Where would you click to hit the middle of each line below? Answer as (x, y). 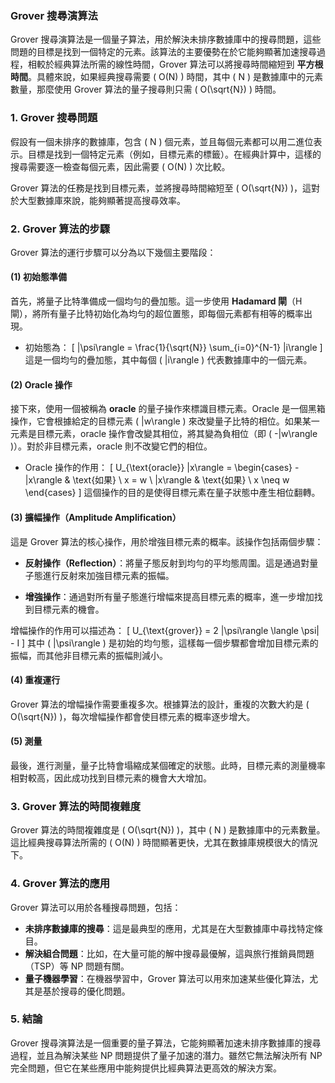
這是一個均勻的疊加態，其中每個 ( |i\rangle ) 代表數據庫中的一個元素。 (168, 360)
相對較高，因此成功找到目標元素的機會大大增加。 (111, 778)
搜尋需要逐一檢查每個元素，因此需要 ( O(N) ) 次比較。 (120, 166)
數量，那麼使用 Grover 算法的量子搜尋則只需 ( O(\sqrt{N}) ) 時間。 (146, 89)
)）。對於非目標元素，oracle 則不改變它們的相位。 (111, 446)
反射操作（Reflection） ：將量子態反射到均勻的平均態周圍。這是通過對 (167, 563)
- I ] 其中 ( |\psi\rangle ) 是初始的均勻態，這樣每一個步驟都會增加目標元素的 (164, 643)
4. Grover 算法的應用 (60, 884)
